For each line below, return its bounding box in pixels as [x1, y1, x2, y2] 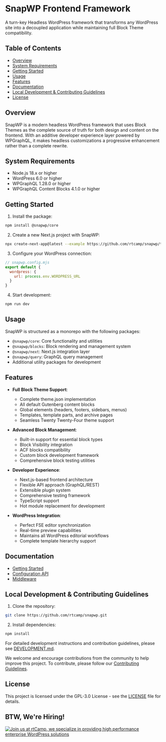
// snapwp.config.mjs [5, 260, 50, 265]
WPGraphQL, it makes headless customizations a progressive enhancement [5, 137, 160, 144]
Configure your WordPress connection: [12, 250, 92, 256]
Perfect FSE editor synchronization [19, 522, 91, 528]
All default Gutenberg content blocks [19, 401, 95, 407]
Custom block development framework [19, 452, 99, 458]
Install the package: [12, 213, 53, 219]
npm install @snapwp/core [5, 223, 58, 228]
